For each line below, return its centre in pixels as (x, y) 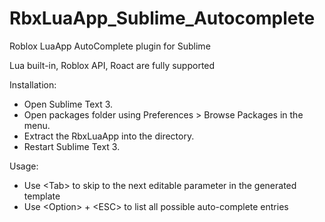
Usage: (24, 166)
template (42, 196)
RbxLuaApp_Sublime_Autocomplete (162, 18)
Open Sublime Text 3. (68, 104)
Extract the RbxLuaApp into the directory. (109, 136)
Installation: (33, 84)
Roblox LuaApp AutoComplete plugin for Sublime (110, 46)
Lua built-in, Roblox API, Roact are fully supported (112, 65)
